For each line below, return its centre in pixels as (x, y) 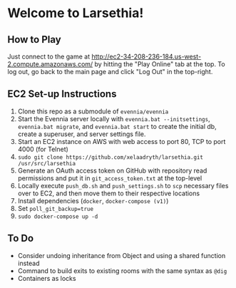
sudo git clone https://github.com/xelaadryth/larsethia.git (111, 157)
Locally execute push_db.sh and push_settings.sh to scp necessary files (123, 185)
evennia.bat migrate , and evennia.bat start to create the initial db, (117, 126)
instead (29, 263)
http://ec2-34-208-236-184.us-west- (147, 56)
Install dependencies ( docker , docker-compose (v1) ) (93, 200)
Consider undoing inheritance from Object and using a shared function (122, 255)
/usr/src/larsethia (47, 163)
